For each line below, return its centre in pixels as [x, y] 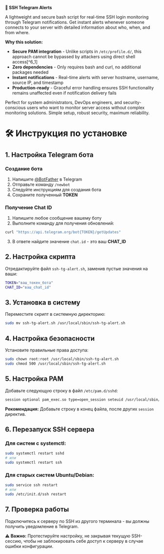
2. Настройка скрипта [40, 257]
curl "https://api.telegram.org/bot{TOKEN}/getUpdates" [63, 232]
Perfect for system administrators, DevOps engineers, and [63, 102]
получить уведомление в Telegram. [42, 526]
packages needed [30, 72]
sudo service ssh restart [31, 485]
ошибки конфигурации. [29, 546]
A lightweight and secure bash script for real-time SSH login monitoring [77, 17]
